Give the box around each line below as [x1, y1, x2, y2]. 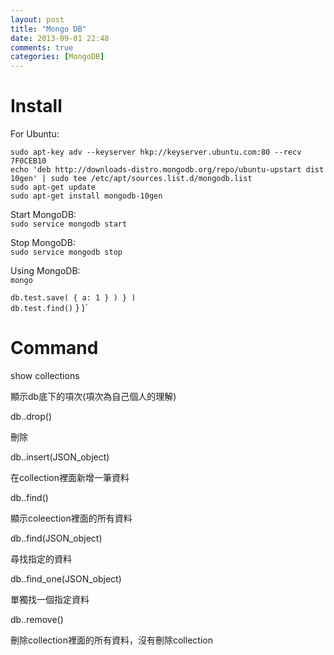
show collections [10, 370, 80, 381]
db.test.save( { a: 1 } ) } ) [10, 293, 137, 303]
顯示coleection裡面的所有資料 [10, 512, 133, 524]
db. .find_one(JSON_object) [10, 573, 122, 585]
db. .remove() [10, 614, 64, 625]
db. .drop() [10, 411, 53, 422]
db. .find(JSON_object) [10, 532, 103, 544]
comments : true [10, 42, 74, 53]
